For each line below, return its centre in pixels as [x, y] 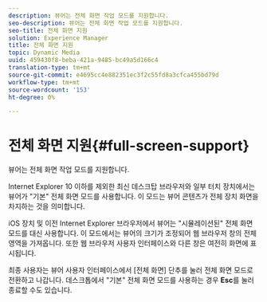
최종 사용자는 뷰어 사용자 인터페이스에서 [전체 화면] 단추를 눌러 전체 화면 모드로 [131, 270]
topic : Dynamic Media [44, 53]
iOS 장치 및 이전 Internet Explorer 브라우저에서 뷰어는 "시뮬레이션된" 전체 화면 [131, 223]
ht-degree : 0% [32, 97]
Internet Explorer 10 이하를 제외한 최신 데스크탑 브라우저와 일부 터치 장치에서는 [132, 186]
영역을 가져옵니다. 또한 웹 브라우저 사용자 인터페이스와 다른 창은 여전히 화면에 [128, 243]
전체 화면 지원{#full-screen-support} [129, 146]
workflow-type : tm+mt [44, 82]
